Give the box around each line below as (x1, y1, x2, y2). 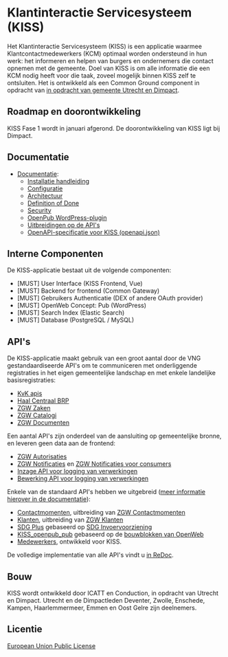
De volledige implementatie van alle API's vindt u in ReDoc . (7, 551, 174, 559)
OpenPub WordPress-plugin (27, 213, 107, 221)
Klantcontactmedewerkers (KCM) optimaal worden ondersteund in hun (7, 49, 207, 58)
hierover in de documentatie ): (7, 495, 91, 503)
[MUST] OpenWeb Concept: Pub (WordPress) (16, 301, 146, 310)
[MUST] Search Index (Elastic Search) (16, 309, 125, 317)
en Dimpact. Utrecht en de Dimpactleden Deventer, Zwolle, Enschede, (7, 597, 205, 604)
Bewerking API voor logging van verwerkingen (16, 474, 149, 482)
